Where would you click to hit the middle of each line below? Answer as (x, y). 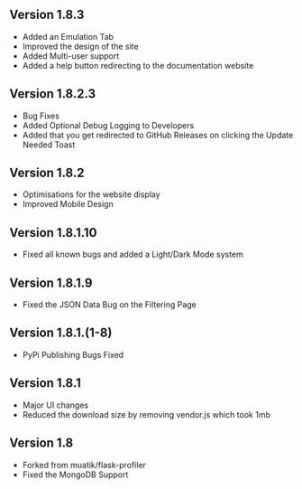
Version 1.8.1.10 (53, 233)
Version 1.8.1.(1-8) (61, 333)
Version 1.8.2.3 (53, 94)
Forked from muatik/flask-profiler (84, 465)
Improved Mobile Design (68, 204)
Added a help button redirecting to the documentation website (138, 65)
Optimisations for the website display (91, 194)
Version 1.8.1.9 (51, 282)
